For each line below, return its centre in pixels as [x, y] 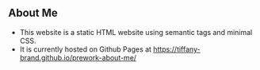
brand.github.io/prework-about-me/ [78, 57]
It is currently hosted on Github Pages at [86, 49]
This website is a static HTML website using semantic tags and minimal [136, 32]
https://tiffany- [177, 49]
